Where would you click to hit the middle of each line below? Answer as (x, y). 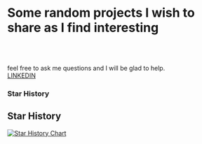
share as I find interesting (83, 28)
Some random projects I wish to (101, 13)
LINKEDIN (22, 75)
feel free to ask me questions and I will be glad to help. (86, 68)
